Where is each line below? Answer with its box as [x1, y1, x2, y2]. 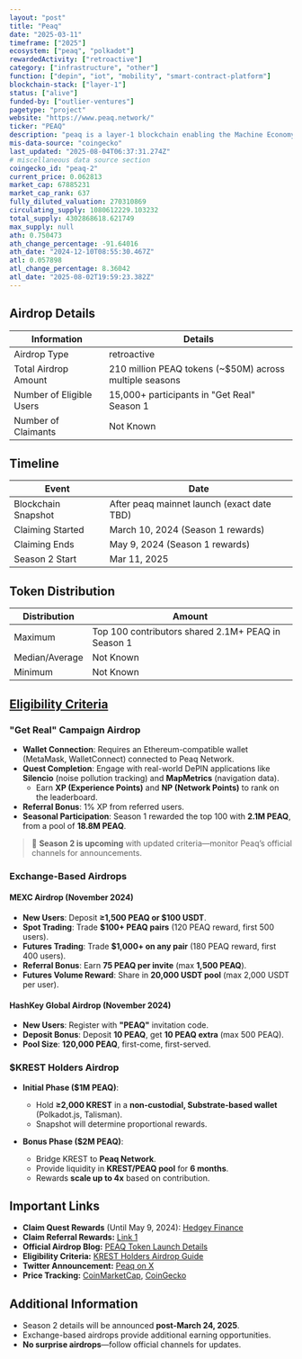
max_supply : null [9, 222, 75, 231]
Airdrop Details [9, 306, 96, 321]
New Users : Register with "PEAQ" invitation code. [22, 1020, 209, 1030]
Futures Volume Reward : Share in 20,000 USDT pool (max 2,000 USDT [22, 969, 290, 980]
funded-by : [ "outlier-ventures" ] [9, 96, 135, 106]
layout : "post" [9, 13, 67, 22]
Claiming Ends [13, 538, 75, 551]
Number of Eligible [13, 388, 93, 400]
